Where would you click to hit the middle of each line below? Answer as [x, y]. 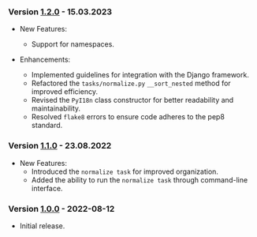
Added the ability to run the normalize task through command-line [140, 179]
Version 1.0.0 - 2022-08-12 [61, 209]
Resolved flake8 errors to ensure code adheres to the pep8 [128, 117]
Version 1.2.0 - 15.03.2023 [60, 12]
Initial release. [42, 226]
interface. [47, 188]
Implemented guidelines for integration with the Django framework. [140, 75]
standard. [47, 126]
